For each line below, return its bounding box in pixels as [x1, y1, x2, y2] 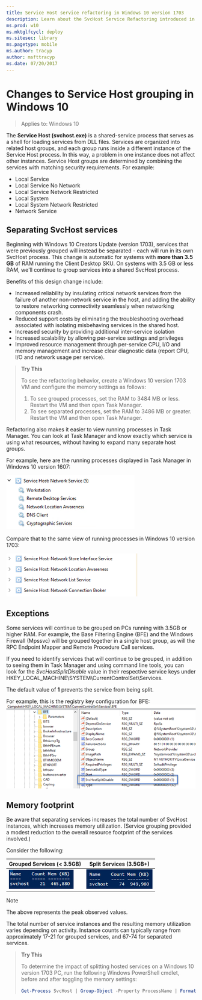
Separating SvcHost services [6, 225, 118, 235]
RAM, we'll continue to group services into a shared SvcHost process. [6, 266, 179, 273]
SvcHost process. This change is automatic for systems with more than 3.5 [6, 254, 194, 261]
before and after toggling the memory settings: [20, 975, 137, 983]
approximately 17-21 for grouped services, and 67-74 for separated [6, 933, 173, 940]
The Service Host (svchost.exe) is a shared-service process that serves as [6, 131, 194, 139]
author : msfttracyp [6, 54, 55, 60]
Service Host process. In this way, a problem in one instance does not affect [6, 151, 195, 158]
